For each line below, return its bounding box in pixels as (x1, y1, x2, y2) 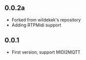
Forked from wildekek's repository (11, 17, 81, 22)
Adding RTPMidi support (11, 22, 62, 28)
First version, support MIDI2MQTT (11, 49, 81, 55)
